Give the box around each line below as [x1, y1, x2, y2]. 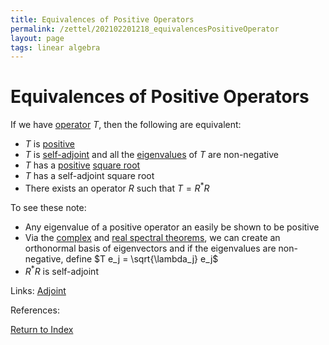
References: [10, 304, 60, 316]
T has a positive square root [24, 159, 141, 171]
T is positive [24, 138, 75, 150]
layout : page [10, 33, 65, 43]
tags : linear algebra [10, 42, 101, 53]
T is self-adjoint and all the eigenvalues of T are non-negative [24, 149, 279, 161]
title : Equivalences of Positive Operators [10, 14, 195, 25]
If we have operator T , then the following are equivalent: [10, 119, 242, 131]
